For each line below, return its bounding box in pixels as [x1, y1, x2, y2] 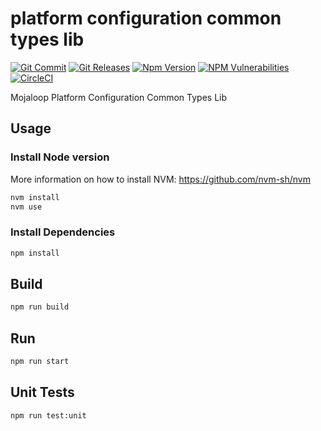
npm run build [10, 302, 70, 312]
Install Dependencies [10, 225, 116, 239]
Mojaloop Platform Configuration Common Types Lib [10, 91, 228, 103]
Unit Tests [10, 384, 75, 401]
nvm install [10, 192, 60, 202]
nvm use [10, 202, 43, 212]
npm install [10, 248, 60, 258]
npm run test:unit [10, 410, 87, 421]
